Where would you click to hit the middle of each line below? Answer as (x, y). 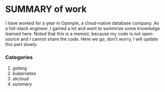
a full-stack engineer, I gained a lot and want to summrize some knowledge (82, 28)
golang (19, 68)
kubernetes (24, 73)
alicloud (20, 79)
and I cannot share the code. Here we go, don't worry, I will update (89, 39)
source (12, 39)
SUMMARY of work (46, 9)
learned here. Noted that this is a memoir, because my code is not (73, 33)
